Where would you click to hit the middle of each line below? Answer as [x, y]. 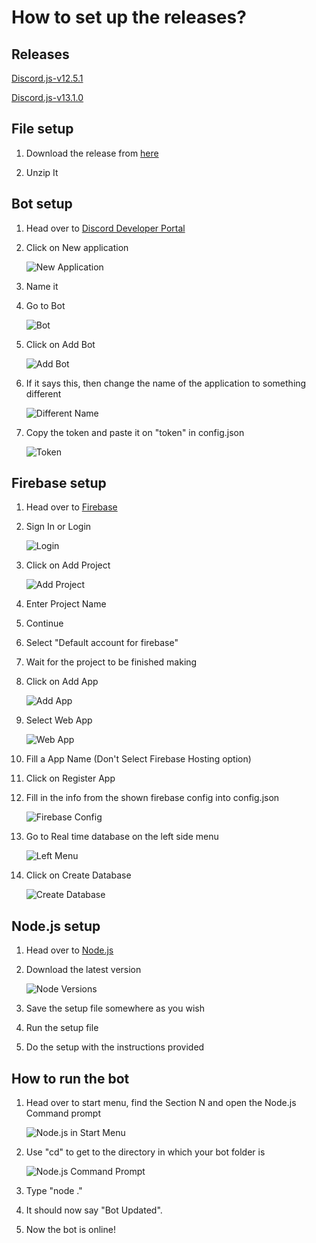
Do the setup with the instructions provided [115, 1047]
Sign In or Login [58, 527]
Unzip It [42, 172]
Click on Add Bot [60, 344]
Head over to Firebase [71, 507]
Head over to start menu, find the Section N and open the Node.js [161, 1103]
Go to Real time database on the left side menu [122, 837]
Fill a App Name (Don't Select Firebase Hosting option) [138, 759]
